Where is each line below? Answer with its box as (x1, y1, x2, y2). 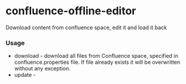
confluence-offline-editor (5, 4, 136, 18)
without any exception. (14, 65, 71, 72)
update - (14, 71, 36, 79)
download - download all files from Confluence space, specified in (14, 52, 179, 60)
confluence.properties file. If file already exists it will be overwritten (14, 58, 181, 66)
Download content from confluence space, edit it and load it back (5, 24, 167, 31)
